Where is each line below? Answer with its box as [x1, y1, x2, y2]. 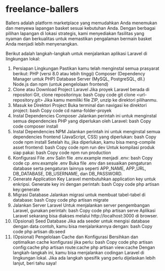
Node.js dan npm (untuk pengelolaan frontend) [12, 81, 109, 87]
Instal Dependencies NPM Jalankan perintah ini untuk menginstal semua [12, 128, 161, 134]
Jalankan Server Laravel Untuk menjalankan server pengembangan [12, 202, 150, 208]
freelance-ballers [5, 3, 79, 15]
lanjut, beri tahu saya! [12, 260, 57, 266]
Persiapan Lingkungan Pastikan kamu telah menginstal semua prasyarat [12, 65, 160, 71]
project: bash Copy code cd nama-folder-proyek [12, 108, 112, 113]
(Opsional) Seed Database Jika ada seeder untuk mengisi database [12, 218, 150, 224]
